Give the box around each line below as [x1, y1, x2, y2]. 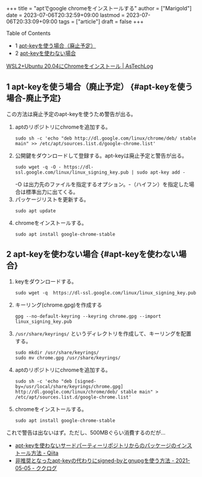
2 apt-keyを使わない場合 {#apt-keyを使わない [6, 249, 179, 259]
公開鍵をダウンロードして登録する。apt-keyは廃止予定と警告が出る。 [14, 152, 188, 159]
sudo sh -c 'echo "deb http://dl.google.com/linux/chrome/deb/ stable [14, 135, 197, 141]
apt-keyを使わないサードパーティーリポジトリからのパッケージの [14, 441, 177, 449]
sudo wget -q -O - [14, 164, 62, 170]
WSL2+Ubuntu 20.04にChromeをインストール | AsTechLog [6, 62, 154, 70]
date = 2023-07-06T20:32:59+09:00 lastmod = [6, 11, 125, 19]
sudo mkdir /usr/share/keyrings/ [14, 349, 99, 355]
